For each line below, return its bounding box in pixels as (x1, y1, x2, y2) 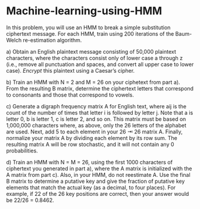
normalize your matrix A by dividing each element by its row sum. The (6, 134, 177, 141)
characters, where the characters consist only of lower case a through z (6, 54, 183, 61)
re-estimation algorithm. (23, 36, 82, 43)
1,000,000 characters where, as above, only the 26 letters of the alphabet (6, 121, 186, 129)
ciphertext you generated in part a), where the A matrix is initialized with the (6, 165, 192, 172)
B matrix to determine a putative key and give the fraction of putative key (6, 177, 185, 185)
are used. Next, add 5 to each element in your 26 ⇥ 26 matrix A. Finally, (6, 128, 183, 135)
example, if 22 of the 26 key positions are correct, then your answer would (6, 190, 189, 197)
